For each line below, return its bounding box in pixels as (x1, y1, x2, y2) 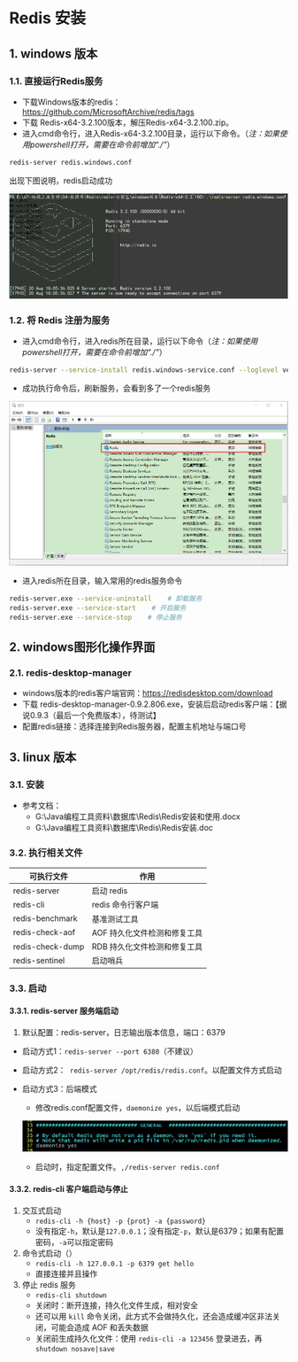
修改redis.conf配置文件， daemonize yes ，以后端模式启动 (34, 1102, 241, 1112)
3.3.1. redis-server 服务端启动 (9, 1006, 119, 1017)
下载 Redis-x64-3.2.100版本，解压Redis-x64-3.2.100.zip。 (21, 117, 234, 128)
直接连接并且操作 (34, 1268, 98, 1279)
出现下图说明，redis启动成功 (9, 174, 113, 186)
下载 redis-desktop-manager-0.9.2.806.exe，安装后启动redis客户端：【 (21, 699, 280, 709)
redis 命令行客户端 (91, 900, 159, 910)
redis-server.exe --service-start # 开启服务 (9, 603, 187, 612)
